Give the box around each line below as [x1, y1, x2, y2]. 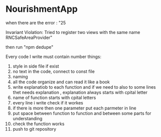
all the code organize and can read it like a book [12, 79, 110, 85]
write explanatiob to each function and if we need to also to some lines [12, 84, 156, 90]
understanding [12, 115, 43, 121]
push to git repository [12, 126, 56, 132]
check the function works [12, 121, 65, 127]
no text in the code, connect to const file [12, 68, 95, 74]
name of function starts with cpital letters [12, 95, 96, 101]
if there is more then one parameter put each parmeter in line [12, 105, 136, 111]
